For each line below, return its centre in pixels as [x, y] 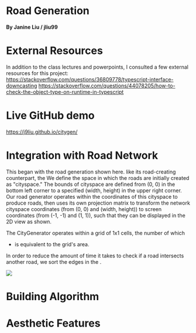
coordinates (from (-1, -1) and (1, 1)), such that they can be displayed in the [96, 215]
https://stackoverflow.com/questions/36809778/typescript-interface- [90, 79]
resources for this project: [37, 73]
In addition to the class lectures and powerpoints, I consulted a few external [97, 67]
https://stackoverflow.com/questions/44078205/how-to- [107, 86]
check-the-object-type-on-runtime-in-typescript [65, 91]
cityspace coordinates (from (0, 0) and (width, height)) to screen [84, 209]
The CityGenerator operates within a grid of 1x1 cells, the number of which [96, 233]
